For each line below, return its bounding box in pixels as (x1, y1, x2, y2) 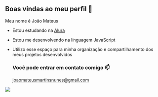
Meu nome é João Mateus (5, 18, 58, 24)
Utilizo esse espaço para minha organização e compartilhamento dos (12, 46, 154, 52)
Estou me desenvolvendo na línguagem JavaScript (12, 37, 116, 43)
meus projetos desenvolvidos (12, 51, 73, 57)
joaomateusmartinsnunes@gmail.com (12, 77, 89, 83)
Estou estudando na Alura (12, 27, 65, 33)
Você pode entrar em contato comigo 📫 (12, 64, 110, 71)
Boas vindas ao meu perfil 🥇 (5, 5, 93, 13)
